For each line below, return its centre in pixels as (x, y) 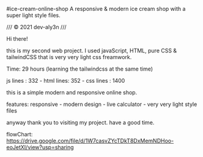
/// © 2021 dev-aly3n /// (36, 27)
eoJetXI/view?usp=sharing (40, 147)
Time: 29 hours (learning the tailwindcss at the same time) (80, 69)
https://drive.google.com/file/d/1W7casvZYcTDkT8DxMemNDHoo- (90, 141)
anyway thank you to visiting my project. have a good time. (80, 122)
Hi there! (17, 39)
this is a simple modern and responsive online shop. (72, 92)
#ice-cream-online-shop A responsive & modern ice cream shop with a (96, 9)
